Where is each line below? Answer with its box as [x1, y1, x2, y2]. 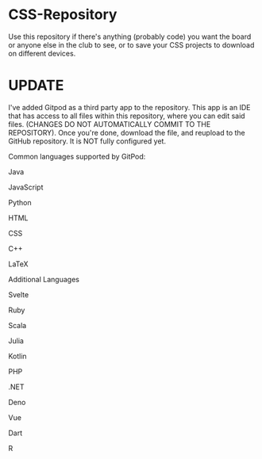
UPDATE [8, 77, 64, 94]
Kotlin [8, 351, 27, 361]
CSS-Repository [8, 6, 118, 24]
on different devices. [8, 48, 76, 58]
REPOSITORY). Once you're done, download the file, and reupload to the [8, 128, 246, 137]
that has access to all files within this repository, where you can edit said [8, 111, 245, 120]
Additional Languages [8, 274, 79, 284]
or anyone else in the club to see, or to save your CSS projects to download [8, 40, 255, 49]
